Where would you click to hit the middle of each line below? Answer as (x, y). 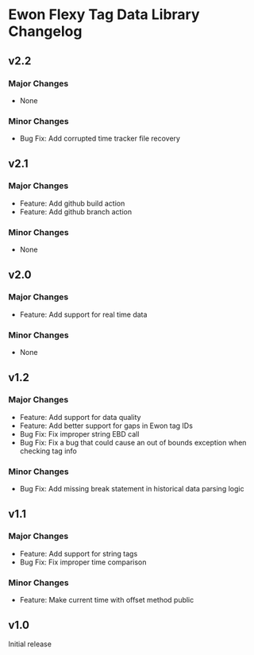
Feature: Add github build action (72, 203)
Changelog (45, 31)
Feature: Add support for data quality (80, 417)
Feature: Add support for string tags (79, 553)
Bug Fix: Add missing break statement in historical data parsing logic (132, 489)
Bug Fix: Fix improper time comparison (83, 562)
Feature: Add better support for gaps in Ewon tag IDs (106, 426)
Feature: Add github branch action (76, 211)
